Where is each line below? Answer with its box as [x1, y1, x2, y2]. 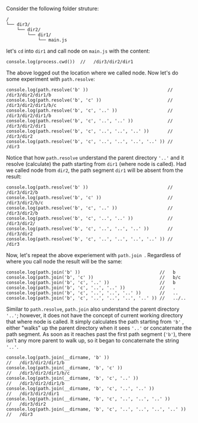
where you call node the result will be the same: [6, 258, 123, 265]
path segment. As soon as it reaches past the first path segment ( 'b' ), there [6, 331, 191, 337]
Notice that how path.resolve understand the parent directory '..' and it [6, 154, 184, 161]
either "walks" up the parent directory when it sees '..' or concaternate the [6, 324, 192, 331]
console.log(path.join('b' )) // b [6, 269, 176, 275]
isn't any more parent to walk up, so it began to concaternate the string [6, 337, 179, 344]
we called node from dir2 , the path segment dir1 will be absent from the [6, 167, 183, 174]
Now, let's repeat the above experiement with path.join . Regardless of [6, 252, 181, 259]
